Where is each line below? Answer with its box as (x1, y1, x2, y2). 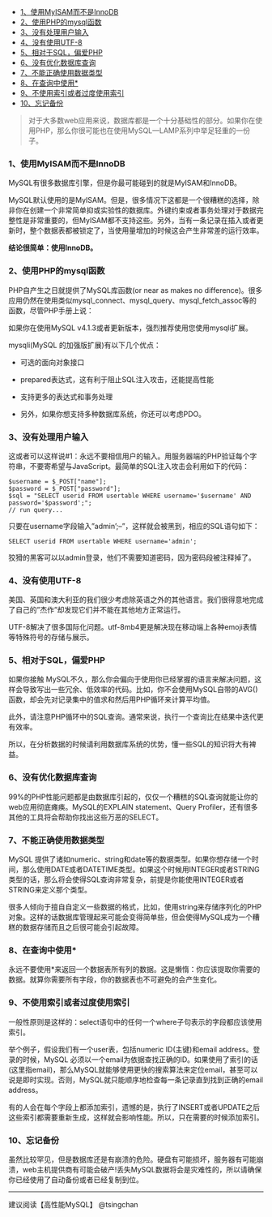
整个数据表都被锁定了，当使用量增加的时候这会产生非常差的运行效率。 (29, 226, 264, 235)
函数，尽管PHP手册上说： (8, 305, 95, 315)
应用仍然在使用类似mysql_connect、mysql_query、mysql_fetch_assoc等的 (8, 295, 257, 305)
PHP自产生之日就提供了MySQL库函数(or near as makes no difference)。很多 (8, 285, 263, 295)
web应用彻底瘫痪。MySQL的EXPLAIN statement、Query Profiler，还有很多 (8, 802, 258, 811)
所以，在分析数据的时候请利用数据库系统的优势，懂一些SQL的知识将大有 (8, 739, 249, 749)
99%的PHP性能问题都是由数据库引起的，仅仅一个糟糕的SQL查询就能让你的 (8, 792, 258, 802)
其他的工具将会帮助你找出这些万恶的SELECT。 (8, 812, 164, 822)
